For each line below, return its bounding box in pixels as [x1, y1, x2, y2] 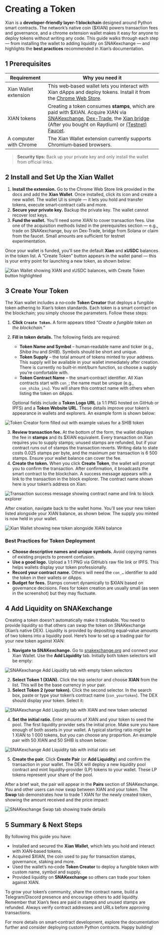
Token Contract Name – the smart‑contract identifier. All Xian [19, 375, 143, 381]
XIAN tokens [7, 115, 36, 122]
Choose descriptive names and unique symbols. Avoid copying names [12, 549, 157, 555]
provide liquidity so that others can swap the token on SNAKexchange [5, 623, 146, 628]
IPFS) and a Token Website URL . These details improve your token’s [12, 405, 150, 411]
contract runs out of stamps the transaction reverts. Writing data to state [12, 445, 158, 451]
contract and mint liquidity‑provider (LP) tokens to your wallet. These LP [12, 767, 157, 773]
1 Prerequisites [5, 60, 51, 68]
